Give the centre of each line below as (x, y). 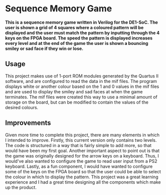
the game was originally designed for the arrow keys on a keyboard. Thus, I (82, 156)
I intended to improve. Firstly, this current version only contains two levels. (81, 140)
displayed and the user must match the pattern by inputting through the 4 (83, 33)
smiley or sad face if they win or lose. (44, 48)
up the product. (21, 187)
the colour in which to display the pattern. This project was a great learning (82, 177)
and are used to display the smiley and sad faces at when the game (74, 91)
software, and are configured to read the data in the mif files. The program (81, 81)
